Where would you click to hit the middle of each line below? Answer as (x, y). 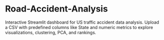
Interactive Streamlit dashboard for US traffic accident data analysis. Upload (82, 22)
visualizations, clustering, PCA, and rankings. (51, 32)
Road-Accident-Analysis (56, 9)
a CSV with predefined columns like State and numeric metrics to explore (79, 27)
